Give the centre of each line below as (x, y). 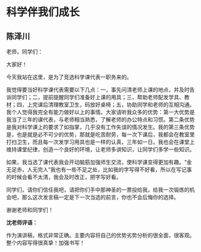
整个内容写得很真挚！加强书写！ (45, 243)
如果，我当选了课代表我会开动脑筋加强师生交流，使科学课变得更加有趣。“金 (99, 162)
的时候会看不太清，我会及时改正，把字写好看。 (64, 177)
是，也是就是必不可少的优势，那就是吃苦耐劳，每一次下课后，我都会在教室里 (100, 134)
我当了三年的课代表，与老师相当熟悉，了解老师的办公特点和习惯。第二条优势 (100, 119)
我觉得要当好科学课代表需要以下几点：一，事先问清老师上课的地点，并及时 (98, 90)
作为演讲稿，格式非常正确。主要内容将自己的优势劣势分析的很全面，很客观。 (100, 235)
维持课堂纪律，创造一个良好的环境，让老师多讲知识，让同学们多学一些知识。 (100, 149)
